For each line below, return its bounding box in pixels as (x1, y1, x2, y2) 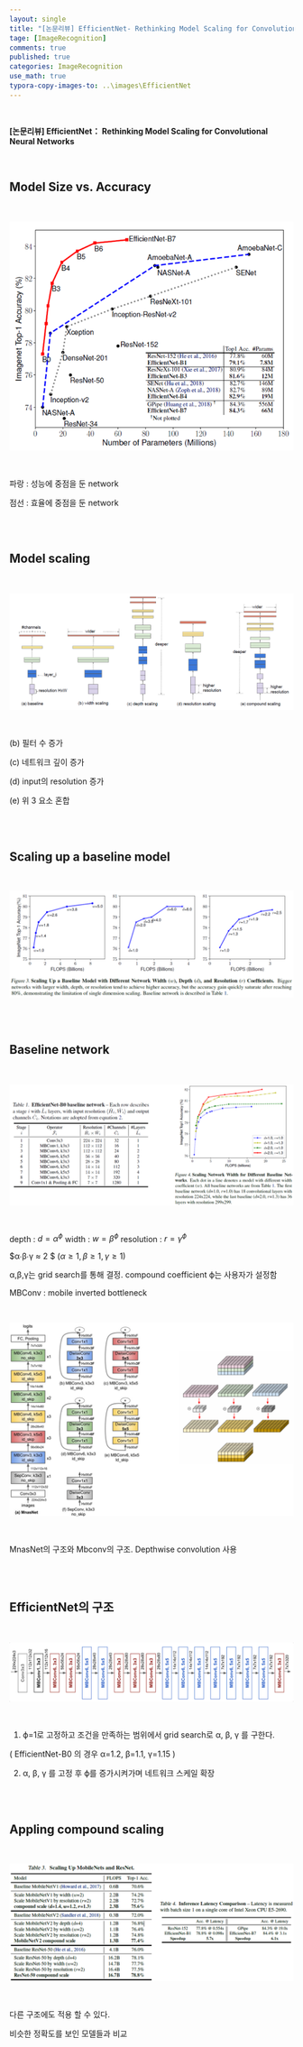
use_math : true (9, 72, 67, 81)
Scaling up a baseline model (9, 849, 170, 864)
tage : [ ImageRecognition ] (9, 33, 106, 42)
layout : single (9, 14, 67, 23)
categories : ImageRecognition (9, 62, 124, 71)
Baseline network (9, 1042, 110, 1057)
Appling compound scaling (9, 1821, 164, 1837)
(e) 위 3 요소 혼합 (9, 795, 70, 807)
